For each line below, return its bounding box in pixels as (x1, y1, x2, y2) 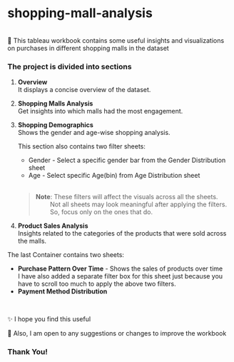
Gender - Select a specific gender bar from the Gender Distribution (28, 156, 226, 165)
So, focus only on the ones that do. (49, 208, 153, 216)
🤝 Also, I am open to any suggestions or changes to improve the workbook (7, 329, 227, 338)
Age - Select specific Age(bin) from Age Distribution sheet (28, 171, 200, 180)
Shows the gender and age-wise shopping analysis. (17, 129, 171, 137)
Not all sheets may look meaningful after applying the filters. (49, 200, 227, 208)
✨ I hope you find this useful (7, 315, 91, 323)
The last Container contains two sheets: (7, 251, 125, 259)
